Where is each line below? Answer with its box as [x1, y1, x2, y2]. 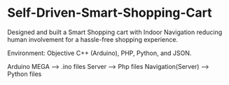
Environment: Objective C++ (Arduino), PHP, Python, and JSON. [7, 49, 192, 57]
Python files [7, 70, 42, 78]
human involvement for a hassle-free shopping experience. [7, 35, 179, 43]
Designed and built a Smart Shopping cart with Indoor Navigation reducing [7, 28, 223, 36]
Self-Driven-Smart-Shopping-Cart [7, 5, 212, 21]
